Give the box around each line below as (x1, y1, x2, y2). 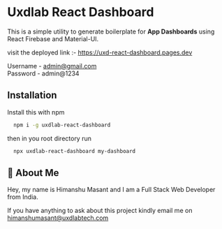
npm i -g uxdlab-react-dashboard (13, 121, 111, 128)
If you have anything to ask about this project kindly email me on (7, 207, 193, 215)
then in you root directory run (7, 134, 92, 142)
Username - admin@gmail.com (7, 61, 97, 70)
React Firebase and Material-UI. (7, 34, 99, 43)
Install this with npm (7, 108, 65, 116)
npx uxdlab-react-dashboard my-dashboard (13, 147, 136, 154)
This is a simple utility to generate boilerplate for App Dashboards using (7, 27, 215, 36)
